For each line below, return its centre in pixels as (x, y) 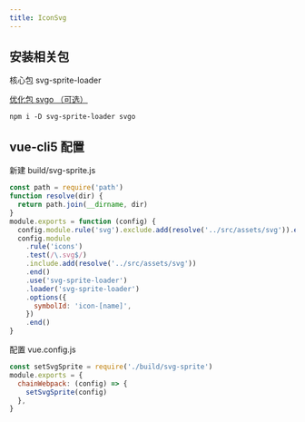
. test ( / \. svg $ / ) (57, 255)
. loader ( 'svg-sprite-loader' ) (83, 289)
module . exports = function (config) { (83, 221)
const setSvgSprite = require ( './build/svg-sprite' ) (111, 367)
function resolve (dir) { (56, 196)
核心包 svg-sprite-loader (55, 80)
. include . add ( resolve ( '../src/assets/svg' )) (111, 264)
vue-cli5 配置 (47, 147)
